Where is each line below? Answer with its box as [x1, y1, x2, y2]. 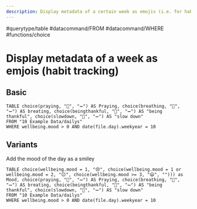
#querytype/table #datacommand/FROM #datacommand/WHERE [6, 25, 164, 32]
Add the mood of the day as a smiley [6, 155, 95, 162]
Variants [6, 140, 38, 150]
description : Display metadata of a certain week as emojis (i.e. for [6, 8, 182, 15]
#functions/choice [6, 31, 50, 38]
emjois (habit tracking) [6, 64, 119, 77]
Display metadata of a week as [6, 51, 158, 65]
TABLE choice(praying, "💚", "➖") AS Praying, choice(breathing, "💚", [6, 103, 181, 109]
